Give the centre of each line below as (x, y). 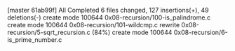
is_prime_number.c (35, 40)
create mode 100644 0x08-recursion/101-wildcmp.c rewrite (94, 25)
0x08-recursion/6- (201, 32)
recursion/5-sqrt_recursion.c (49, 32)
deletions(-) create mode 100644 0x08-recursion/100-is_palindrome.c (109, 17)
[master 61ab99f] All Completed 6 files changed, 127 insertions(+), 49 (108, 10)
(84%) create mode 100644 (132, 32)
